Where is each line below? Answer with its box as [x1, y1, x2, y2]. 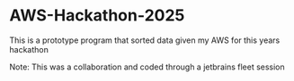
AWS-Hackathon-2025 [9, 5, 185, 26]
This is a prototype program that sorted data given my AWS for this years [9, 35, 281, 45]
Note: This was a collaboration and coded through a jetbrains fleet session [9, 61, 285, 72]
